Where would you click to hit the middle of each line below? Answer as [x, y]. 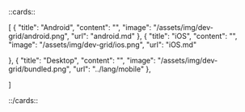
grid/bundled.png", [40, 69]
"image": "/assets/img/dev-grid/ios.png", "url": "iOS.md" [102, 45]
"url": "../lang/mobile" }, [112, 69]
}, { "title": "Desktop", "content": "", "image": [82, 60]
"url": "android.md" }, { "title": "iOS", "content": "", [154, 36]
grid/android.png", [39, 36]
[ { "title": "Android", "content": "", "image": [80, 27]
